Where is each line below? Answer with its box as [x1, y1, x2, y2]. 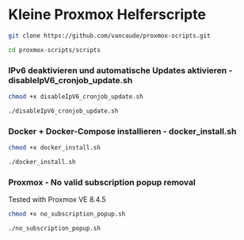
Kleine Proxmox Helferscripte [8, 6, 206, 24]
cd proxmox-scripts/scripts [8, 46, 101, 54]
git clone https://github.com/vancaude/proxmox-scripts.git [8, 32, 212, 40]
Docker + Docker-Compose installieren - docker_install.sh [8, 125, 237, 136]
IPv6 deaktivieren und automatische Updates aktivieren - [8, 65, 233, 76]
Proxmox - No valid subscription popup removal [8, 177, 196, 188]
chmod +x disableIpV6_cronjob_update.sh [8, 93, 144, 101]
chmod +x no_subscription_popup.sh [8, 210, 126, 219]
